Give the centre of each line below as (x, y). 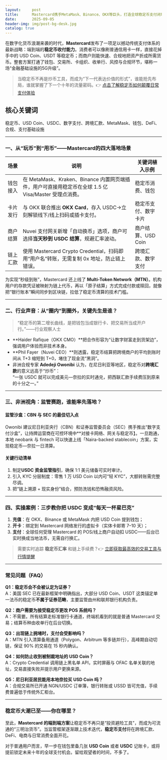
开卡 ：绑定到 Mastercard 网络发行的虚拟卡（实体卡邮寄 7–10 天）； (80, 526)
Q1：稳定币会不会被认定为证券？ (38, 587)
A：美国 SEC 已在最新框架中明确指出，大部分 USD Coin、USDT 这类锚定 (79, 593)
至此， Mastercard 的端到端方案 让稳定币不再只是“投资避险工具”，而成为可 (81, 723)
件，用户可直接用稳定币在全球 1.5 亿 (65, 187)
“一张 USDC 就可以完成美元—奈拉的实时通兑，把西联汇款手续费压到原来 (86, 377)
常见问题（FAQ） (26, 576)
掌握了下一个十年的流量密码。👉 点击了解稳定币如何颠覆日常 (97, 85)
